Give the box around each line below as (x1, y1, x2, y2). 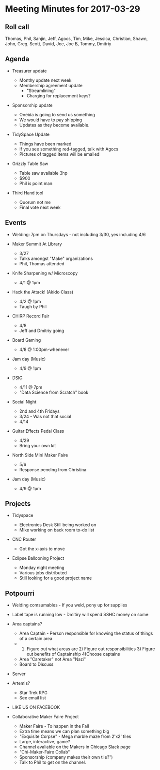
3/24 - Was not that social (19, 413, 72, 419)
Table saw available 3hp (19, 170, 68, 176)
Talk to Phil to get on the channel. (19, 759, 86, 765)
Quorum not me (19, 199, 51, 205)
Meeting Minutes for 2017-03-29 (5, 3, 141, 15)
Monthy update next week (19, 77, 72, 83)
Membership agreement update (19, 82, 83, 88)
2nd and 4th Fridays (19, 408, 60, 414)
